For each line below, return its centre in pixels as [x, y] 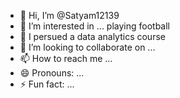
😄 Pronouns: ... [52, 73]
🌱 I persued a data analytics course [92, 36]
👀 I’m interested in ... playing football [95, 26]
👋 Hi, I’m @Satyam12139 [69, 15]
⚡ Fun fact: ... [47, 84]
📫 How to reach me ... [66, 58]
